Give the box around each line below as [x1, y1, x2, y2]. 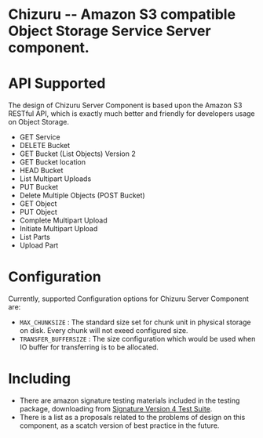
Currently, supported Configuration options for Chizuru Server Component [8, 294, 250, 303]
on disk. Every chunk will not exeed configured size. [19, 326, 188, 335]
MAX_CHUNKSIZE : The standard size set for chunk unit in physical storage [19, 317, 251, 327]
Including [8, 370, 71, 388]
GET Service [19, 132, 60, 142]
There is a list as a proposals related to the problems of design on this [19, 413, 246, 422]
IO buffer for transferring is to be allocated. [19, 342, 159, 352]
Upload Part [19, 241, 59, 250]
